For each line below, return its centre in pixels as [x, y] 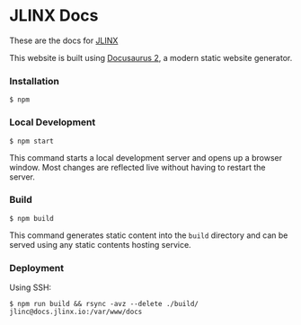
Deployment [37, 268]
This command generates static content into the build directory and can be [149, 235]
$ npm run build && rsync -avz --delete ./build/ [104, 304]
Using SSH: [31, 287]
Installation [35, 81]
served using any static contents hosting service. [100, 244]
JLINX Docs [54, 16]
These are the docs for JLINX [64, 40]
